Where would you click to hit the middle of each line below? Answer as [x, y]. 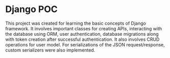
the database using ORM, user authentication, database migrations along [82, 34]
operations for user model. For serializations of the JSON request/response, [85, 44]
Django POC [31, 9]
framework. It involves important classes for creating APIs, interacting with [84, 28]
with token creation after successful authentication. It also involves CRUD [82, 39]
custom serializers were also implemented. [50, 50]
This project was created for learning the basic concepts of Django [76, 23]
